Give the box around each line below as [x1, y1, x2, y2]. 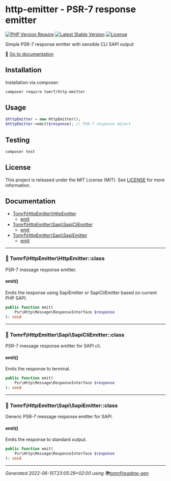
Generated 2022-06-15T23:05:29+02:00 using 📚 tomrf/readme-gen [5, 470, 149, 476]
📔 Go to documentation [5, 51, 54, 57]
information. [5, 182, 31, 188]
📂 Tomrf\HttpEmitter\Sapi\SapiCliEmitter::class [5, 331, 125, 338]
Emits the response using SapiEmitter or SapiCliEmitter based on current [5, 289, 157, 296]
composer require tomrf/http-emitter [5, 89, 85, 94]
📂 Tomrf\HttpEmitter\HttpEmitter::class [5, 255, 105, 262]
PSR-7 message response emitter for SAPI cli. [5, 342, 101, 349]
